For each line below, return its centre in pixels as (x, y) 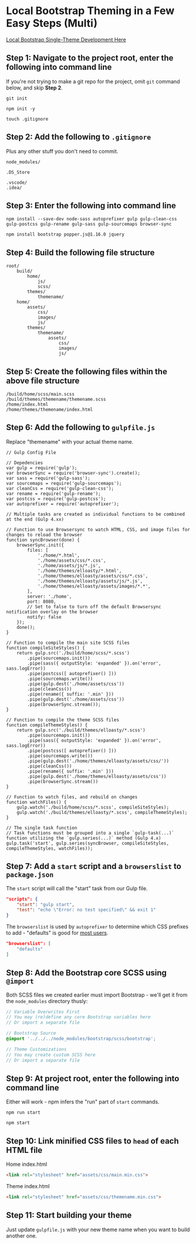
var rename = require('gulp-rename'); (53, 494)
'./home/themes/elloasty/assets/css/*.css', (93, 576)
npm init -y (21, 109)
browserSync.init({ (40, 545)
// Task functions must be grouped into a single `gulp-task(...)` (90, 833)
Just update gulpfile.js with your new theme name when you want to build (98, 1229)
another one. (21, 1236)
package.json (30, 875)
